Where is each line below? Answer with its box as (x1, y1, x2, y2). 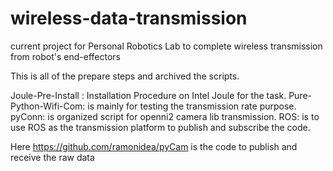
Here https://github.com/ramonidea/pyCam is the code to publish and (10, 140, 298, 152)
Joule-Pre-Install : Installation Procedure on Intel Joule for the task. (10, 89, 287, 101)
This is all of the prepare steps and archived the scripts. (10, 70, 240, 82)
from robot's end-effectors (10, 50, 121, 62)
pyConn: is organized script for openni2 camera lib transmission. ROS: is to (10, 110, 320, 122)
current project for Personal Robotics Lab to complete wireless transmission (10, 40, 323, 52)
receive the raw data (10, 151, 95, 163)
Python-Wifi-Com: (10, 100, 86, 112)
